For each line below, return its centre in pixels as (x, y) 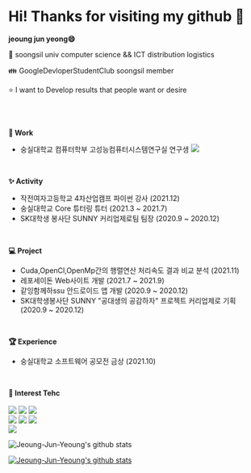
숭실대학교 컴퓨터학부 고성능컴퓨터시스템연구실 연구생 (105, 149)
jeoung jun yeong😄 (42, 39)
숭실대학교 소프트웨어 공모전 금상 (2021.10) (88, 361)
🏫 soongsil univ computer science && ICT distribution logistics (112, 54)
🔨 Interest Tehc (34, 393)
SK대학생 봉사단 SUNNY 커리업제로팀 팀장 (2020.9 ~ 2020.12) (119, 218)
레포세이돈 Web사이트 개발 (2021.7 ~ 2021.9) (92, 280)
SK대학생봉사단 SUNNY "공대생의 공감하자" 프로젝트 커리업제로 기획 (128, 300)
